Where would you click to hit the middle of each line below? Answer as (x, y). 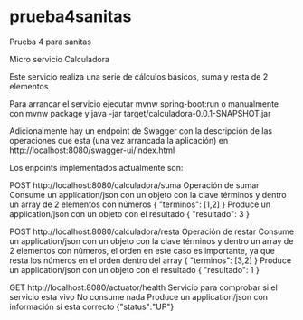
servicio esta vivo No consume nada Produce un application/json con (139, 296)
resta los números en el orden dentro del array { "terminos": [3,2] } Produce (151, 260)
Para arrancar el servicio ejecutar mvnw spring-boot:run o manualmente (144, 104)
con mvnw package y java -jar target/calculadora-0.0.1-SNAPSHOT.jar (140, 113)
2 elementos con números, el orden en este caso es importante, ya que (142, 250)
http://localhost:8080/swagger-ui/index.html (92, 150)
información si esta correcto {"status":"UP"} (92, 306)
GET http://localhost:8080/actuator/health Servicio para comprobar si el (143, 287)
